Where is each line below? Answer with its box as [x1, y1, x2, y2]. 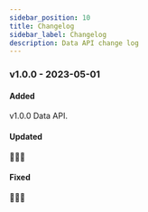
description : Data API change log [9, 38, 140, 48]
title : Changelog [9, 22, 75, 31]
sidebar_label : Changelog [9, 30, 106, 39]
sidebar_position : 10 [9, 13, 91, 23]
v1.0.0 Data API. [9, 110, 68, 122]
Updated [9, 131, 43, 142]
